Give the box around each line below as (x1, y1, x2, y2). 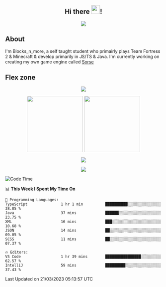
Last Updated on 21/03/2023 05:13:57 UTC (5, 276, 93, 282)
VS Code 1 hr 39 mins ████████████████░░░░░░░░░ (5, 254, 162, 260)
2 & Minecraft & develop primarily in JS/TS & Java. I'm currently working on (5, 53, 160, 59)
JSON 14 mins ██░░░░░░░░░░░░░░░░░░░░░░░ (5, 228, 162, 233)
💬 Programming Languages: (5, 198, 59, 203)
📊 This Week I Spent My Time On (5, 186, 76, 192)
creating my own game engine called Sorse (5, 58, 94, 65)
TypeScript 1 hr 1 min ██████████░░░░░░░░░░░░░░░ (5, 202, 162, 207)
